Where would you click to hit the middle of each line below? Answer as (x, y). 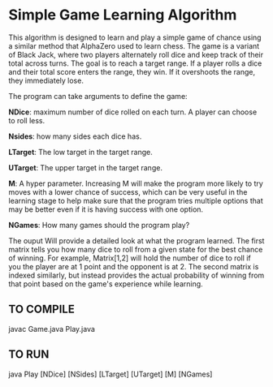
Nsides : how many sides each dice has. (75, 136)
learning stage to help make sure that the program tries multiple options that (136, 200)
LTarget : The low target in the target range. (80, 152)
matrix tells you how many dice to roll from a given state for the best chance (136, 249)
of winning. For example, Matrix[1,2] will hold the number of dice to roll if (130, 258)
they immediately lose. (46, 80)
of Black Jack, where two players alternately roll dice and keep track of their (136, 54)
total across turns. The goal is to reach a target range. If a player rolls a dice (135, 63)
